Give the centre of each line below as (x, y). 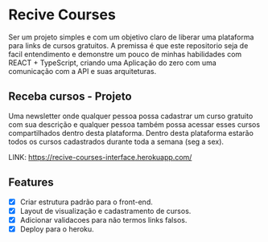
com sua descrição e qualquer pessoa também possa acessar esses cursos (134, 124)
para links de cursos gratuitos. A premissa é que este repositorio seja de (128, 45)
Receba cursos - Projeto (70, 97)
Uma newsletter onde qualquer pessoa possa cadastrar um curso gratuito (131, 116)
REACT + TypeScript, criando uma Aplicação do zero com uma (113, 63)
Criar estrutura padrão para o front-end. (86, 202)
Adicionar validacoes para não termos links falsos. (103, 219)
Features (31, 183)
